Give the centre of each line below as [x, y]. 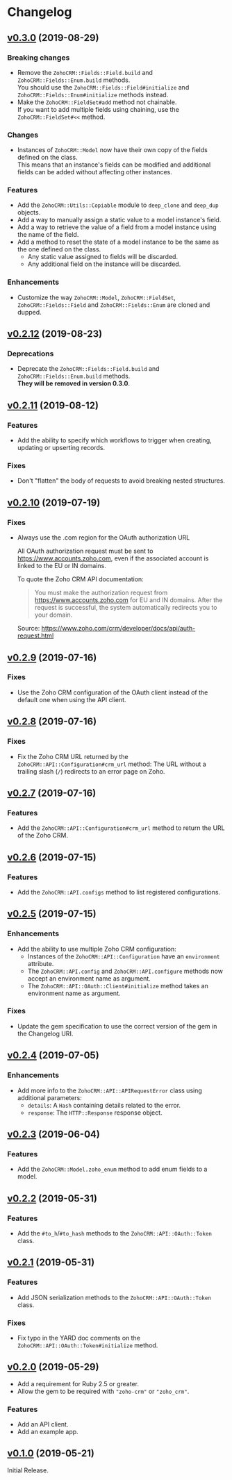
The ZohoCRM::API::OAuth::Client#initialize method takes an [118, 986]
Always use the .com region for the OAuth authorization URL [103, 538]
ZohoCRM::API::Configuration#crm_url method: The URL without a [111, 764]
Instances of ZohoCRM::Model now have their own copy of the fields [113, 150]
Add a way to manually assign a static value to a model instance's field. [119, 220]
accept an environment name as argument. [89, 978]
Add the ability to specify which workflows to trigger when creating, [114, 440]
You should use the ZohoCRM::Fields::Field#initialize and [103, 87]
